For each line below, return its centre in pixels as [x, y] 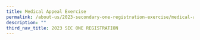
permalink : [20, 17]
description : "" [26, 22]
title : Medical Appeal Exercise [46, 11]
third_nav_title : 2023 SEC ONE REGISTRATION [62, 28]
